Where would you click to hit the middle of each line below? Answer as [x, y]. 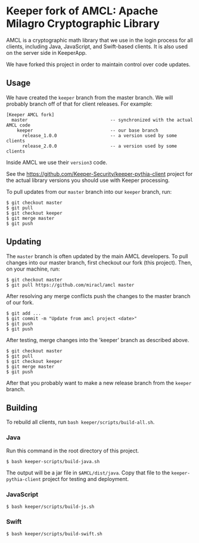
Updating [24, 242]
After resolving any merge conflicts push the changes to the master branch [98, 296]
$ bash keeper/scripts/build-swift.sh [54, 534]
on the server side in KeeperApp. [47, 52]
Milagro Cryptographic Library [83, 24]
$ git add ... [24, 313]
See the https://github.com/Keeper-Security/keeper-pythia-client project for [99, 173]
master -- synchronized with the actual [102, 120]
